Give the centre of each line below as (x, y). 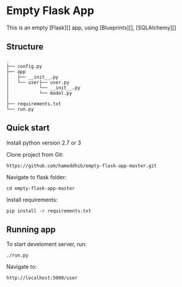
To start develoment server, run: (47, 244)
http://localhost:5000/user (42, 278)
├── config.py (24, 66)
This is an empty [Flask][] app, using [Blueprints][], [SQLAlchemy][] (91, 28)
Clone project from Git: (35, 154)
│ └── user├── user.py (38, 82)
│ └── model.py (39, 93)
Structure (25, 47)
